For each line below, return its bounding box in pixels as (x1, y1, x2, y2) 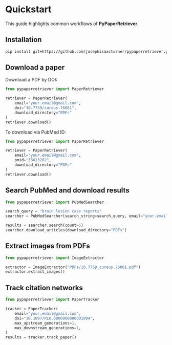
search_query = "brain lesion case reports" (5, 209, 102, 214)
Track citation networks (5, 283, 83, 292)
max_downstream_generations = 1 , (14, 325, 81, 331)
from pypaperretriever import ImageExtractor (5, 255, 104, 261)
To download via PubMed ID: (5, 129, 67, 135)
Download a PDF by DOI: (5, 77, 58, 83)
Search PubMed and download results (5, 186, 130, 195)
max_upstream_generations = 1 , (14, 320, 77, 326)
